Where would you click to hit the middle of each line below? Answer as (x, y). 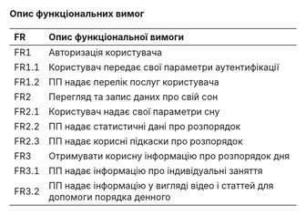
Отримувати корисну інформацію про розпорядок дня (169, 156)
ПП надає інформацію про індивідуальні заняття (156, 171)
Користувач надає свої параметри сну (134, 112)
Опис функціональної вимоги (117, 37)
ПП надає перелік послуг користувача (134, 82)
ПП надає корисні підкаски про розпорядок (146, 141)
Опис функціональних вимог (77, 14)
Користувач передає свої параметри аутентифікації (164, 67)
